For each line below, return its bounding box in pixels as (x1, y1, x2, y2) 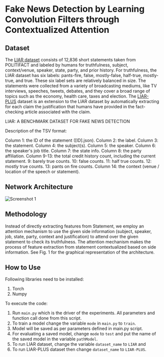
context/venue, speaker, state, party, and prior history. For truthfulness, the (5, 67, 157, 73)
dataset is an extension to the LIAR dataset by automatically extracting (17, 99, 160, 104)
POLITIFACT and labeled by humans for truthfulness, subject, (5, 62, 129, 68)
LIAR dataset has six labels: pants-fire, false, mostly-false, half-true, (5, 73, 142, 78)
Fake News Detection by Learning (5, 3, 145, 15)
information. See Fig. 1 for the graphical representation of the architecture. (5, 249, 155, 255)
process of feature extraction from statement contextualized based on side (5, 244, 157, 250)
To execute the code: (5, 301, 48, 306)
